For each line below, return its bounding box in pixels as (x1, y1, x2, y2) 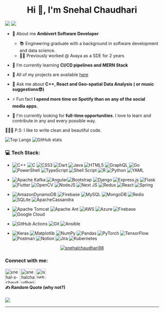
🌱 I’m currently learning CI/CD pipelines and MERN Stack (12, 62, 128, 68)
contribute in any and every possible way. (12, 117, 96, 124)
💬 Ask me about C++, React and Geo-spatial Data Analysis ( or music (12, 81, 154, 87)
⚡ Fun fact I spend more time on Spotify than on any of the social (12, 96, 145, 102)
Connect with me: (5, 257, 48, 264)
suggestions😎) (12, 86, 45, 92)
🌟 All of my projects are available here (12, 71, 89, 77)
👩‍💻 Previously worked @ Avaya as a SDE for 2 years (19, 52, 124, 58)
